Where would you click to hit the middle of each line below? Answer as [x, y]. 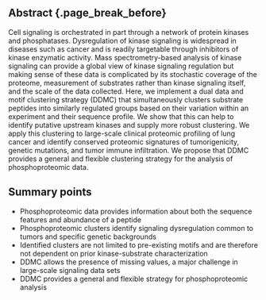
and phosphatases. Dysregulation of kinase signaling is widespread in [122, 40]
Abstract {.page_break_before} [87, 13]
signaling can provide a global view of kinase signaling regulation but [121, 66]
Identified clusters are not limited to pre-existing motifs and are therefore [139, 244]
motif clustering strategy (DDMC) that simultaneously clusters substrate [126, 99]
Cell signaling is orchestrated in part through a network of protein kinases [129, 32]
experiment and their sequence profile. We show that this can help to [121, 116]
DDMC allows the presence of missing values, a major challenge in [129, 262]
